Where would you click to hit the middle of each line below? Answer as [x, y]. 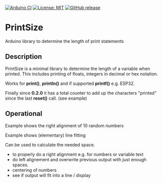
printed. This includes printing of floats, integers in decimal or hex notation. [81, 73]
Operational [24, 114]
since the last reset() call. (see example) [46, 98]
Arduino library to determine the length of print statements [64, 41]
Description [23, 57]
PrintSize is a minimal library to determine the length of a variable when [78, 69]
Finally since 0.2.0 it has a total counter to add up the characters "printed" [81, 93]
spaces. [20, 165]
